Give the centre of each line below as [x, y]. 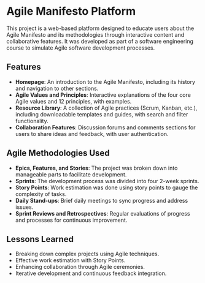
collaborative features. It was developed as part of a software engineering [100, 41]
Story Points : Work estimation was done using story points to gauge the [106, 187]
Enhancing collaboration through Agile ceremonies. [80, 267]
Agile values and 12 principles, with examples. [73, 101]
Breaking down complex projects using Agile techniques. [87, 254]
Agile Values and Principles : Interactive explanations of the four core [103, 95]
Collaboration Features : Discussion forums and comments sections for [105, 127]
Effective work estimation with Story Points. [70, 260]
